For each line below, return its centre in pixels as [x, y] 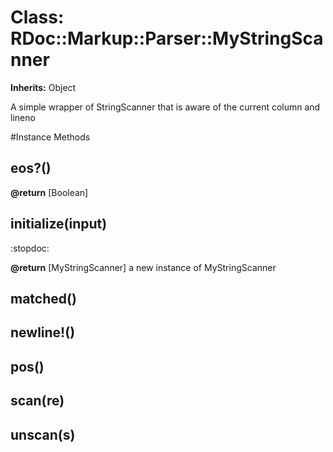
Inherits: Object [43, 87]
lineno [23, 117]
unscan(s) [43, 434]
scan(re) [37, 401]
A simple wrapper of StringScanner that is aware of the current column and [165, 107]
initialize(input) [59, 224]
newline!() [43, 332]
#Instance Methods [50, 137]
